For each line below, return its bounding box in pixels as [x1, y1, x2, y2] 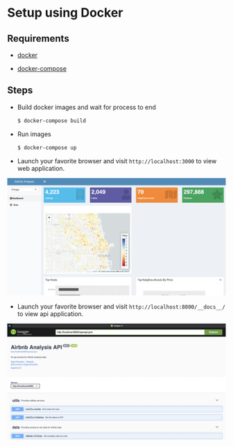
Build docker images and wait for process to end [17, 103, 156, 111]
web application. [17, 164, 65, 172]
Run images [17, 130, 51, 138]
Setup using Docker [7, 5, 123, 21]
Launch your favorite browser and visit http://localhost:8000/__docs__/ [17, 302, 225, 311]
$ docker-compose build [17, 117, 87, 124]
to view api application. [17, 310, 84, 318]
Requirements [7, 33, 69, 44]
